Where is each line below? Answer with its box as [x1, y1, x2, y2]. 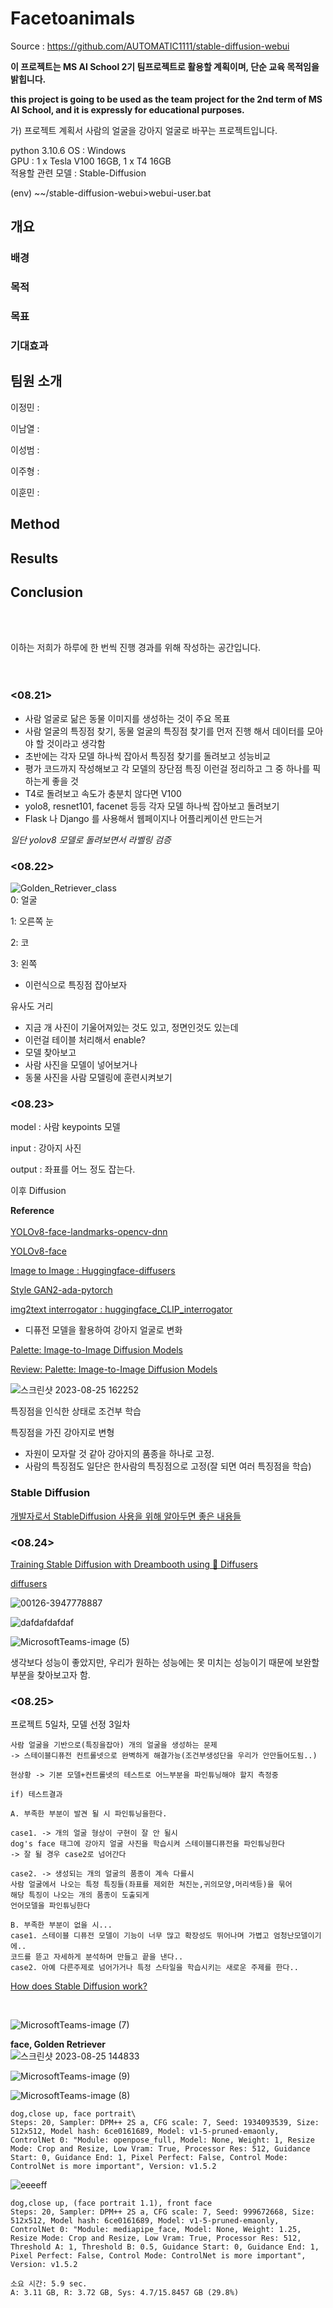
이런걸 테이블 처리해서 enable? [24, 1034, 146, 1046]
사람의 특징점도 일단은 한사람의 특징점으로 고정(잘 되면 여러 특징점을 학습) [24, 1460, 312, 1472]
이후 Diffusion [10, 1185, 67, 1197]
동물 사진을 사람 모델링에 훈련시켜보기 [24, 1072, 173, 1084]
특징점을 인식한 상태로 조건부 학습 [10, 1405, 142, 1417]
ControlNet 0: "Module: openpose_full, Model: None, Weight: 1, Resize [10, 2135, 315, 2146]
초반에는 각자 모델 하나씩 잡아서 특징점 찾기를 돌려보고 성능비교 [24, 750, 271, 762]
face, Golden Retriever [10, 2038, 106, 2051]
